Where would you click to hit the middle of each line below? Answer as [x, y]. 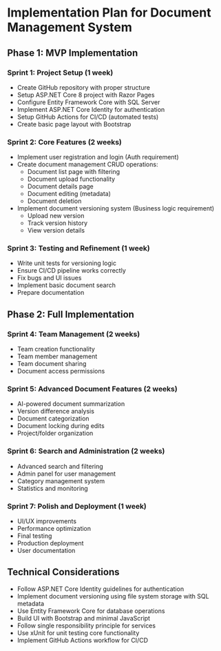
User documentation [46, 551]
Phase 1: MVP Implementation [73, 53]
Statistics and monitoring [52, 488]
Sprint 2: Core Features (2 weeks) [64, 142]
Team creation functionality [56, 349]
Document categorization [53, 418]
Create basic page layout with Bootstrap [74, 124]
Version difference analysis [56, 411]
